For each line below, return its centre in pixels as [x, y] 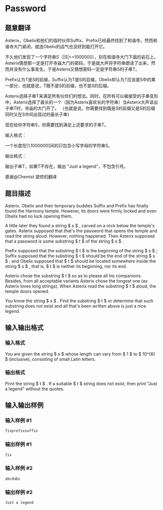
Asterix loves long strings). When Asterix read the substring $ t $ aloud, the [81, 286]
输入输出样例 [24, 406]
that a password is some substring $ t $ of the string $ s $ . [64, 241]
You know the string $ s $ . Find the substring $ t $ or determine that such [79, 301]
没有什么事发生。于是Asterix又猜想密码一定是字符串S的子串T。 [77, 69]
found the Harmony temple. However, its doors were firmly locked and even [81, 211]
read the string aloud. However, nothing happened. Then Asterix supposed [80, 236]
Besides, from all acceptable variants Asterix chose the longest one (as [76, 281]
